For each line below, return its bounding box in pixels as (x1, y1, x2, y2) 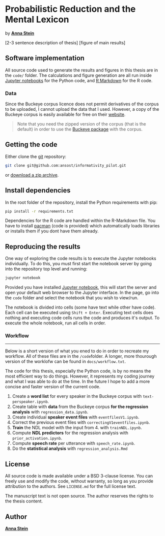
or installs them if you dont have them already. (5, 228, 99, 234)
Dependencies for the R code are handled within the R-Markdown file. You (5, 218, 156, 223)
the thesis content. (5, 498, 43, 504)
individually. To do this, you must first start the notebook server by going (5, 261, 152, 267)
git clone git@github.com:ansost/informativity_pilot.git (5, 163, 126, 168)
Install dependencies (5, 186, 71, 195)
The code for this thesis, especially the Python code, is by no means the (5, 368, 151, 374)
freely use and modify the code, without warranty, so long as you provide (5, 478, 154, 484)
